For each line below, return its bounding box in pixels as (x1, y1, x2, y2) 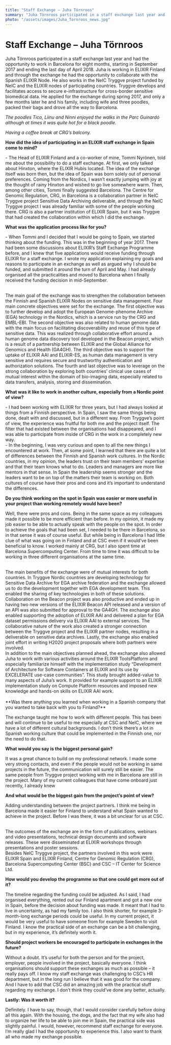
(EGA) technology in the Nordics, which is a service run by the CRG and (5, 314, 156, 320)
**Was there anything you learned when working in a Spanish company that (5, 699, 166, 705)
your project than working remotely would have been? (5, 501, 122, 507)
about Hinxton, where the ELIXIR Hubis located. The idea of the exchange (5, 166, 160, 172)
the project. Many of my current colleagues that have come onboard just (5, 777, 157, 783)
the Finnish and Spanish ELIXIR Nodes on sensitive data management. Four (5, 298, 163, 304)
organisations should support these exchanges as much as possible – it (5, 966, 155, 972)
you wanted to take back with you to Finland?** (5, 704, 106, 710)
